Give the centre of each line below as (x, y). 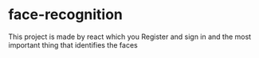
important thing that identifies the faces (73, 44)
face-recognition (66, 15)
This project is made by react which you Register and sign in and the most (130, 37)
